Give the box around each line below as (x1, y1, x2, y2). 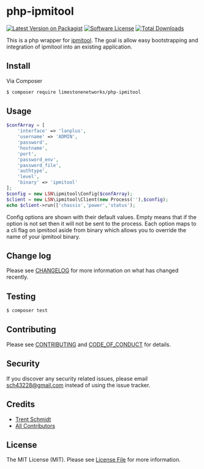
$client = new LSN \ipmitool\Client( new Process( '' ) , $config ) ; (6, 196, 168, 203)
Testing (6, 291, 36, 301)
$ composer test (6, 308, 48, 314)
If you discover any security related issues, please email (6, 374, 148, 382)
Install (6, 61, 31, 71)
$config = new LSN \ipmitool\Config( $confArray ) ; (6, 190, 133, 197)
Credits (6, 399, 36, 409)
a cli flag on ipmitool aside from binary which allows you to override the (6, 226, 187, 234)
